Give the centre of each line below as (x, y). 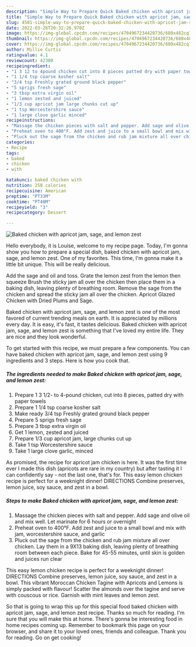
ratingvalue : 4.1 (27, 55)
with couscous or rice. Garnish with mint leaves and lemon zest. (83, 595)
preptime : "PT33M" (28, 196)
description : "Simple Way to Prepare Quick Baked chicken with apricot (95, 11)
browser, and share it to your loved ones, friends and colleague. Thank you (96, 631)
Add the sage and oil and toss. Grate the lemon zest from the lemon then (93, 276)
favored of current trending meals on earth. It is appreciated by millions (92, 318)
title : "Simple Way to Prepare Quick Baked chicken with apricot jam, (94, 17)
